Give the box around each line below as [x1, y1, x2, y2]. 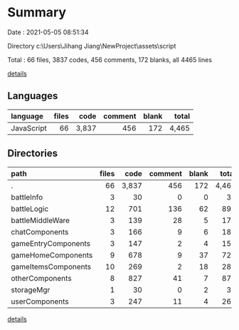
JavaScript [11, 123, 48, 133]
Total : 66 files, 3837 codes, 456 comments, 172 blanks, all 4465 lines [7, 55, 212, 64]
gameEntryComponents [11, 238, 91, 248]
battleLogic [11, 204, 49, 214]
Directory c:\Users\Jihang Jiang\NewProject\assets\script [7, 41, 176, 50]
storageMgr [11, 284, 51, 294]
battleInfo [11, 192, 43, 202]
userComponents [11, 297, 69, 306]
